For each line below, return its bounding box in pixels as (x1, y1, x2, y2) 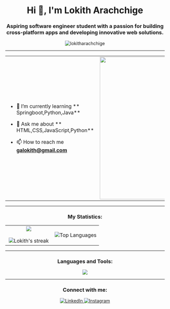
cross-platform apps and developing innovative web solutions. (6, 29, 164, 36)
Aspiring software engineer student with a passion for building (6, 23, 164, 30)
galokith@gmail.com (16, 146, 67, 153)
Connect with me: (62, 286, 108, 293)
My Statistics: (67, 213, 103, 220)
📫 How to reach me (16, 138, 64, 145)
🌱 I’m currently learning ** (16, 102, 80, 109)
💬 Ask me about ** (16, 120, 62, 127)
